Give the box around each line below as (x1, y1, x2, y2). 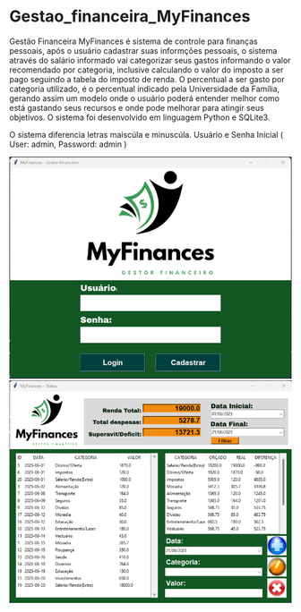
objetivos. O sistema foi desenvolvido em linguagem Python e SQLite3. (9, 112, 271, 123)
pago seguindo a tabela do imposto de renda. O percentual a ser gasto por (9, 73, 285, 84)
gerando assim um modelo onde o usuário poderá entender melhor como (9, 92, 280, 104)
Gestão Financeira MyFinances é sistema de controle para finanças (9, 36, 258, 47)
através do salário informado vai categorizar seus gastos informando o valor (9, 55, 291, 65)
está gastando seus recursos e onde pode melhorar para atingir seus (9, 102, 264, 113)
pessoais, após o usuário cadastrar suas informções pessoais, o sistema (9, 45, 278, 55)
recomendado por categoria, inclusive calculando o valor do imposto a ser (9, 64, 284, 75)
